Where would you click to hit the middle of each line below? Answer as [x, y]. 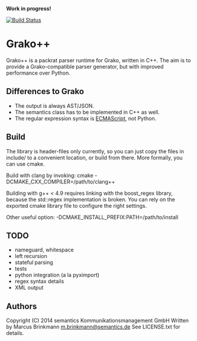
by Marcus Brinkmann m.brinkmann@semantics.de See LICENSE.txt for [93, 327]
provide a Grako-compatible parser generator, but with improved [85, 66]
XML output [29, 288]
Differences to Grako [45, 91]
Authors [22, 306]
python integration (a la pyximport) [57, 275]
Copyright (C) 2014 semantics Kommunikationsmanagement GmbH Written [98, 321]
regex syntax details [39, 281]
